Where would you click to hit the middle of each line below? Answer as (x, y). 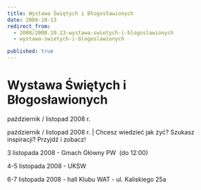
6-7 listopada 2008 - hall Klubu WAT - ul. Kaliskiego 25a (87, 179)
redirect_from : (29, 26)
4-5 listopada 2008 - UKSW (47, 166)
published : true (30, 51)
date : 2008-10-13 (32, 20)
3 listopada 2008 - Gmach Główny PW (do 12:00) (78, 152)
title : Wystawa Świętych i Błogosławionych (71, 13)
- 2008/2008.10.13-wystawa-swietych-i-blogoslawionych (94, 33)
